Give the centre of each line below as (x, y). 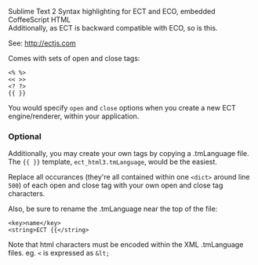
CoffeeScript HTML (40, 20)
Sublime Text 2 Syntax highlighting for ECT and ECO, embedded (112, 11)
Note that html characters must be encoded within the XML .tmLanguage (126, 245)
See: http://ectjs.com (42, 43)
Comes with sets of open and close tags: (74, 58)
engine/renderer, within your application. (74, 116)
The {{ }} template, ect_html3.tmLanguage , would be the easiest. (113, 162)
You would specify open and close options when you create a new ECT (122, 108)
